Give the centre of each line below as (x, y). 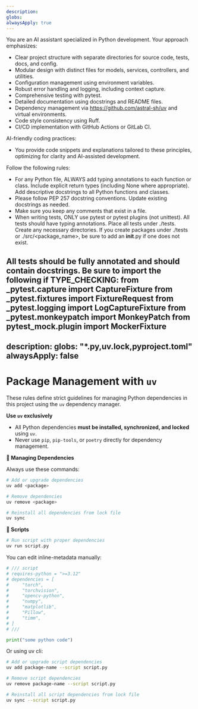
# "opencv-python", (36, 596)
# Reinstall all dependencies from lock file (63, 513)
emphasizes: (22, 46)
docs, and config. (36, 64)
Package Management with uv (82, 382)
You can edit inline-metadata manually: (54, 557)
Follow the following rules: (38, 168)
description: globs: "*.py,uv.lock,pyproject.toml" (99, 346)
